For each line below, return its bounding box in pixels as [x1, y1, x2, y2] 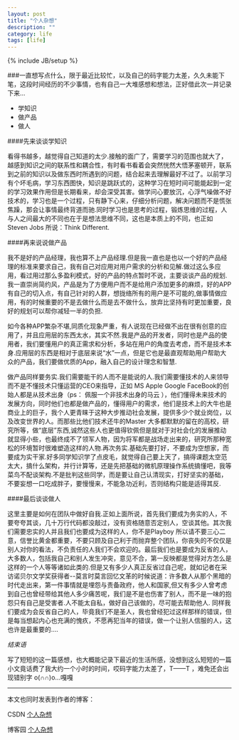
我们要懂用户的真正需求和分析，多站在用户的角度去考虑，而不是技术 [26, 339, 225, 349]
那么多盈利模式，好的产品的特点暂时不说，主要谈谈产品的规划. [44, 271, 228, 280]
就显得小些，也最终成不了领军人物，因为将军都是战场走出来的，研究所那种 [7, 435, 225, 443]
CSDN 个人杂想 [7, 710, 52, 719]
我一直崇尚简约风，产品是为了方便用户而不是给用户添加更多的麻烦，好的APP [7, 280, 232, 289]
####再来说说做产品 [7, 238, 68, 247]
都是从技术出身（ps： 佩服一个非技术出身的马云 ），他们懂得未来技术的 [19, 391, 227, 399]
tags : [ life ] [7, 37, 46, 44]
